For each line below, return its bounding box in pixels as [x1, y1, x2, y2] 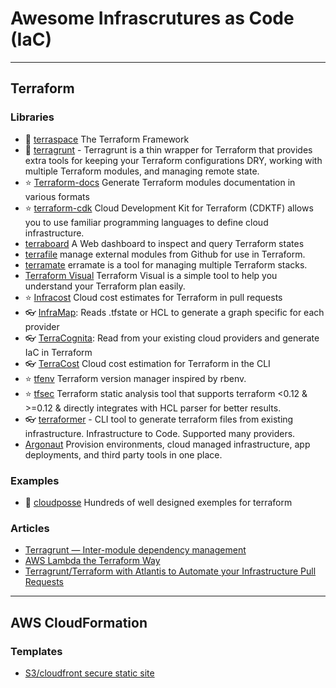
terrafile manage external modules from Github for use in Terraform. [24, 248, 306, 260]
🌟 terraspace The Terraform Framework [24, 133, 190, 145]
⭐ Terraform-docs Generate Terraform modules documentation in [24, 176, 296, 188]
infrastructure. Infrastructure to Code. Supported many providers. [24, 427, 296, 439]
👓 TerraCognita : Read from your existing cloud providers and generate [24, 332, 320, 344]
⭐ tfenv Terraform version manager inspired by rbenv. [24, 372, 247, 384]
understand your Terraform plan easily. [24, 280, 186, 292]
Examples [10, 473, 60, 487]
